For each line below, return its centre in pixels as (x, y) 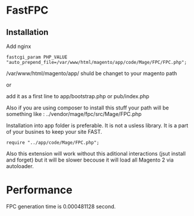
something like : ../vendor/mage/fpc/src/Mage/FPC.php (74, 114)
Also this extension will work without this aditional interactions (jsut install (96, 154)
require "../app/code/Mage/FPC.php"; (53, 143)
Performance (39, 190)
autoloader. (20, 166)
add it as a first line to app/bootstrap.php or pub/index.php (78, 96)
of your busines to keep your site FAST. (54, 132)
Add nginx (19, 46)
